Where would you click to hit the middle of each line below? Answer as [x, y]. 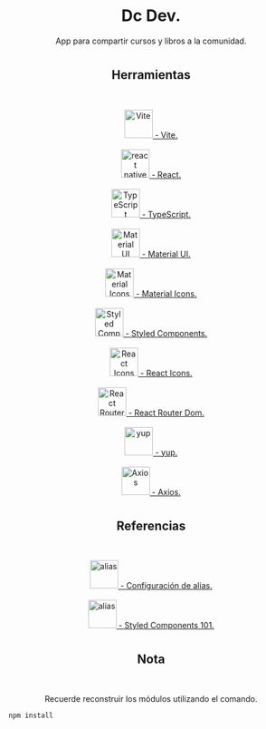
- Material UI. [166, 254]
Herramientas [151, 75]
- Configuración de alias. [166, 586]
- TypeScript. [166, 214]
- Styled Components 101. [166, 626]
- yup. [166, 452]
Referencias [151, 525]
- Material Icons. [166, 293]
